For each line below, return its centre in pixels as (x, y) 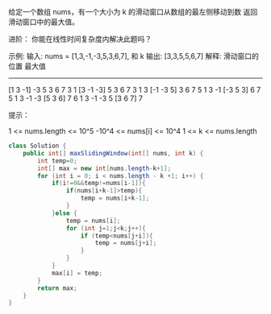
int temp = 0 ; (58, 161)
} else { (65, 213)
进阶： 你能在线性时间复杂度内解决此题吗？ (80, 39)
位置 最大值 (27, 66)
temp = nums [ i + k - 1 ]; (115, 198)
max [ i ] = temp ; (77, 273)
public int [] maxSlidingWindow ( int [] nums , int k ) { (113, 153)
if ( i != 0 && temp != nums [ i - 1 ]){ (99, 184)
